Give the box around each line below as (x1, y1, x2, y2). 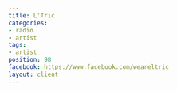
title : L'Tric (8, 11, 56, 20)
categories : (8, 19, 48, 27)
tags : (8, 41, 26, 49)
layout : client (8, 70, 59, 78)
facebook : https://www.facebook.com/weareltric (8, 63, 170, 71)
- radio (8, 26, 34, 34)
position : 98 (8, 56, 52, 64)
